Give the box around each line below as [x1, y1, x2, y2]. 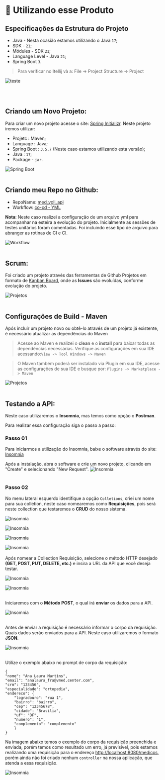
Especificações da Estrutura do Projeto [5, 24, 129, 33]
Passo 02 [5, 484, 28, 491]
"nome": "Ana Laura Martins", [5, 674, 68, 679]
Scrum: [5, 259, 28, 268]
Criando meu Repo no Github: [5, 186, 98, 195]
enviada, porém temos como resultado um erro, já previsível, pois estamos [5, 744, 158, 750]
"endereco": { [5, 691, 35, 696]
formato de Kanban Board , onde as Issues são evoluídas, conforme [5, 278, 144, 284]
